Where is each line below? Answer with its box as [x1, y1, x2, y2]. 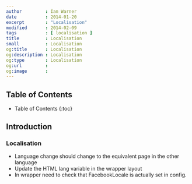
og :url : [6, 62, 48, 69]
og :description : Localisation [6, 52, 82, 58]
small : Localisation [6, 41, 82, 47]
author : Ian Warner [6, 8, 77, 15]
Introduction [6, 122, 53, 132]
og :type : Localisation [6, 57, 82, 63]
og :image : [6, 68, 48, 74]
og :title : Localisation [6, 47, 82, 52]
